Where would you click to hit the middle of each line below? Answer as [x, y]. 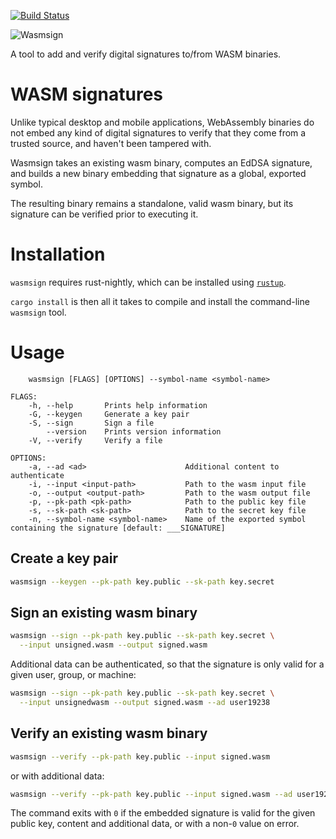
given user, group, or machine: [73, 675]
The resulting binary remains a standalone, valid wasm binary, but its [152, 203]
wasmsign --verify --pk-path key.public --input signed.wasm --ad [151, 794]
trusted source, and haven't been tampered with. [111, 143]
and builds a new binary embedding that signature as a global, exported [158, 173]
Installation [58, 254]
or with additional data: [57, 776]
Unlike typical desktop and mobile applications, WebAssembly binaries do [162, 122]
